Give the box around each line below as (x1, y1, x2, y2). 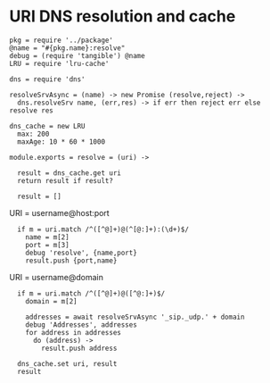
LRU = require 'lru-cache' (9, 59, 110, 68)
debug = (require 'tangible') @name (9, 51, 145, 60)
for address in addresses (25, 328, 122, 337)
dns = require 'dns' (9, 74, 86, 84)
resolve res (9, 105, 53, 115)
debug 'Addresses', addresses (25, 320, 138, 329)
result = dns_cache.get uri (17, 168, 122, 178)
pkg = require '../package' (9, 36, 114, 45)
